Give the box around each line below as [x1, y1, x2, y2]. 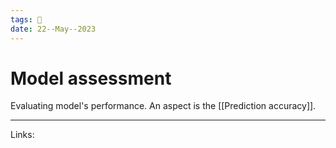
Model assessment [10, 67, 172, 90]
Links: [10, 129, 35, 141]
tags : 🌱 [10, 14, 43, 25]
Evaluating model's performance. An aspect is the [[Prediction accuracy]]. [10, 100, 317, 112]
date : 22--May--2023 [10, 24, 97, 34]
